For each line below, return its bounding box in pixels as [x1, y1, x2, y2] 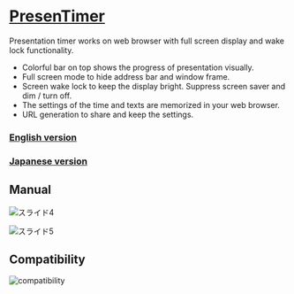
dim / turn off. [21, 90, 72, 101]
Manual [9, 182, 51, 197]
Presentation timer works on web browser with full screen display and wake [9, 35, 285, 46]
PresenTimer [9, 6, 106, 27]
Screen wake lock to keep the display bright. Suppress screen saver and [21, 81, 286, 91]
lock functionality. [9, 44, 74, 55]
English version [9, 131, 78, 143]
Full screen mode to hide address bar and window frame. [21, 71, 230, 81]
